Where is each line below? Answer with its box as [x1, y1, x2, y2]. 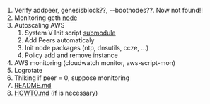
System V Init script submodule [24, 28, 116, 37]
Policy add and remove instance [24, 51, 119, 59]
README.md [13, 81, 52, 89]
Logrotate [13, 67, 43, 74]
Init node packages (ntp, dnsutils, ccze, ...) [24, 44, 149, 52]
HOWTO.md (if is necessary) [13, 88, 98, 97]
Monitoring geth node [13, 13, 78, 22]
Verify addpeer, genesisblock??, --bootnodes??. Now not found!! [13, 6, 204, 14]
